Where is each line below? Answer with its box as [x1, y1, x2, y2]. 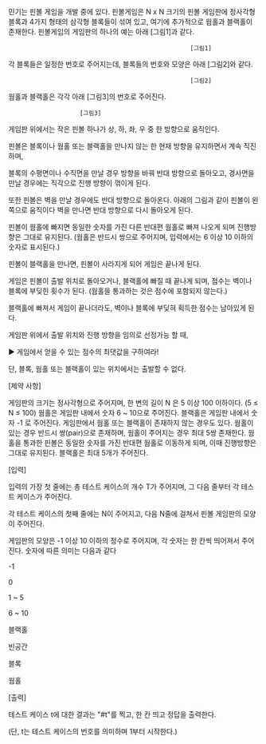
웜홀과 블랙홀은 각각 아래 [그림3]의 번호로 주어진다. [8, 92, 166, 101]
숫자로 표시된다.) [8, 242, 61, 252]
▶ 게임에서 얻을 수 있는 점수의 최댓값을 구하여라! [8, 347, 159, 356]
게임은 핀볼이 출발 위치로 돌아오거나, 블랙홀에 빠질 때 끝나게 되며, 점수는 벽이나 [8, 277, 252, 285]
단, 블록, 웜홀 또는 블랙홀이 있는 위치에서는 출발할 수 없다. [8, 364, 186, 373]
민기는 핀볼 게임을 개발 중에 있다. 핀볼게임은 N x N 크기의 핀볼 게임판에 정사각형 [8, 7, 256, 16]
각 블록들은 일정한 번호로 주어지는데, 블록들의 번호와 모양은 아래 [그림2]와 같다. [8, 59, 253, 69]
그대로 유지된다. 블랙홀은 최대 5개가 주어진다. [8, 448, 149, 457]
